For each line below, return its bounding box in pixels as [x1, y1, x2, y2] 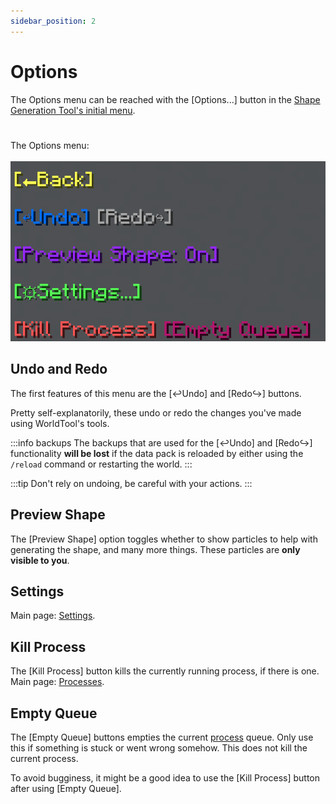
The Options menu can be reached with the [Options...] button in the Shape [10, 93, 321, 105]
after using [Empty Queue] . [10, 783, 122, 795]
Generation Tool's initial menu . [10, 104, 136, 116]
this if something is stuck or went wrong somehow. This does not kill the [10, 742, 308, 754]
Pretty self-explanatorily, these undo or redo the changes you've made [10, 406, 302, 419]
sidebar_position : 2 [10, 16, 97, 26]
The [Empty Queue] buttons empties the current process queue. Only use [10, 731, 314, 744]
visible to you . [10, 554, 70, 566]
